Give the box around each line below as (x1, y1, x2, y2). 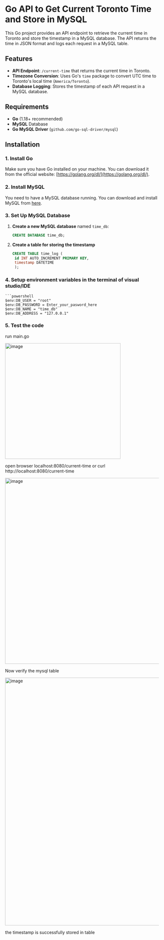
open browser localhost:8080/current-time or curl (5, 463, 106, 469)
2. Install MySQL (5, 184, 45, 191)
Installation (5, 140, 40, 148)
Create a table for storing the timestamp (12, 242, 95, 247)
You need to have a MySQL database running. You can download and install (5, 195, 158, 200)
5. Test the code (5, 322, 44, 329)
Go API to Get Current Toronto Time (5, 3, 152, 15)
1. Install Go (5, 155, 33, 162)
